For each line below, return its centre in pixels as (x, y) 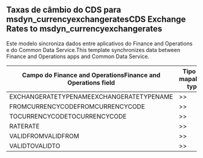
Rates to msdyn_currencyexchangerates (84, 29)
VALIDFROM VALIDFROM (44, 136)
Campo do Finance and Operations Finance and (91, 75)
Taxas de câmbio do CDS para (64, 10)
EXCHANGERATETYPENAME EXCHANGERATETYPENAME (91, 96)
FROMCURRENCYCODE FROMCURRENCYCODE (77, 107)
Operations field (91, 82)
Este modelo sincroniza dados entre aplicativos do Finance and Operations (99, 43)
